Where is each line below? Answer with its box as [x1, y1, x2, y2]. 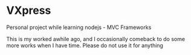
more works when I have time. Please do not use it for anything [6, 42, 163, 49]
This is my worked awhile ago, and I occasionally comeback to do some [6, 35, 186, 42]
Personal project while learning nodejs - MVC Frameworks [6, 24, 152, 31]
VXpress [6, 4, 51, 18]
